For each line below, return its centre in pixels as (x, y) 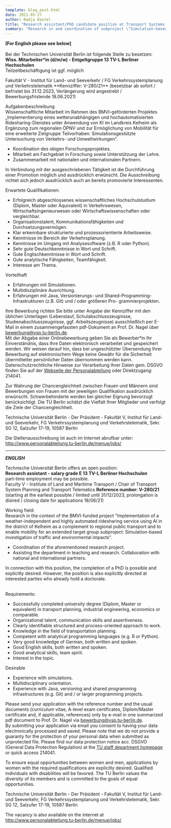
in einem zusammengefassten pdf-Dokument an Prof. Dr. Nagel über (87, 327)
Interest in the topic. (34, 658)
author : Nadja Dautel (28, 19)
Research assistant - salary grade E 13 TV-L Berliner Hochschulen (76, 473)
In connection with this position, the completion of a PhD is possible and (81, 568)
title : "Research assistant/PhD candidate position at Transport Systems (85, 24)
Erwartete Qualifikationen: (33, 190)
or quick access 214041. (31, 753)
